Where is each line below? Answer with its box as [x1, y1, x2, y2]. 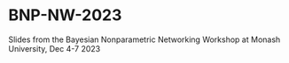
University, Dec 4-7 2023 [8, 43, 101, 53]
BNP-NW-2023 [8, 5, 122, 25]
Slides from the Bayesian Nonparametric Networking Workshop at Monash [8, 34, 281, 45]
